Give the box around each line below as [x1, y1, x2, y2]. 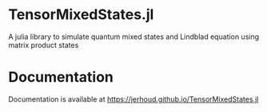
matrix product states [8, 40, 79, 49]
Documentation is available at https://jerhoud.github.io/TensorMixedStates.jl [8, 94, 259, 104]
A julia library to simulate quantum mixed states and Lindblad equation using [8, 32, 260, 41]
